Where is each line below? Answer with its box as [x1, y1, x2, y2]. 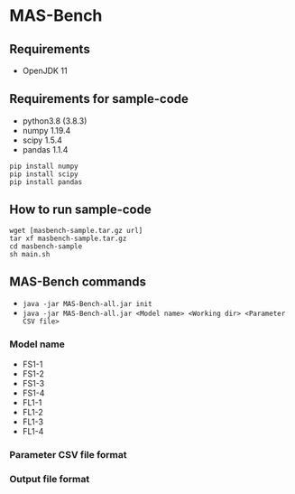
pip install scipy [9, 169, 78, 179]
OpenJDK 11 [22, 65, 68, 76]
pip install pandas [9, 177, 83, 186]
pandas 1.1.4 [22, 144, 69, 154]
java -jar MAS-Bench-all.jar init [22, 300, 152, 309]
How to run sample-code [9, 202, 152, 218]
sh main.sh [9, 249, 51, 258]
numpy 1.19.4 [22, 125, 71, 135]
